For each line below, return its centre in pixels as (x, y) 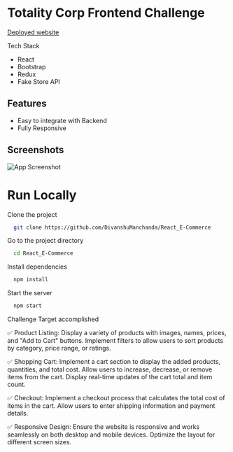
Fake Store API (39, 81)
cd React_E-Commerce (43, 253)
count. (16, 384)
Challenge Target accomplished (53, 319)
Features (27, 104)
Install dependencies (37, 267)
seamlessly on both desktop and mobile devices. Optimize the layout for (111, 435)
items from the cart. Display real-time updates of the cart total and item (110, 377)
